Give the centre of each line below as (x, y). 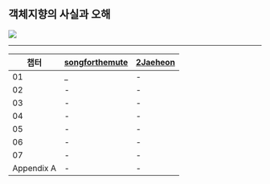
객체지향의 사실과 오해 (59, 14)
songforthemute (96, 62)
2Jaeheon (155, 62)
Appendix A (35, 168)
